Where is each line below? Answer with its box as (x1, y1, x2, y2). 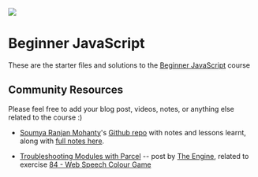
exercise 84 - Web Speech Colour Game (19, 160, 151, 169)
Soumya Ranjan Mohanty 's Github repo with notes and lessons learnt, (19, 127, 247, 137)
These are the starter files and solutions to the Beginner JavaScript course (8, 60, 251, 70)
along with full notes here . (19, 136, 105, 146)
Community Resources (8, 83, 124, 97)
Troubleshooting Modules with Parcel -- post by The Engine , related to (19, 151, 249, 160)
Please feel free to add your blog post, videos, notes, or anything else (8, 104, 235, 113)
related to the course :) (8, 112, 83, 122)
